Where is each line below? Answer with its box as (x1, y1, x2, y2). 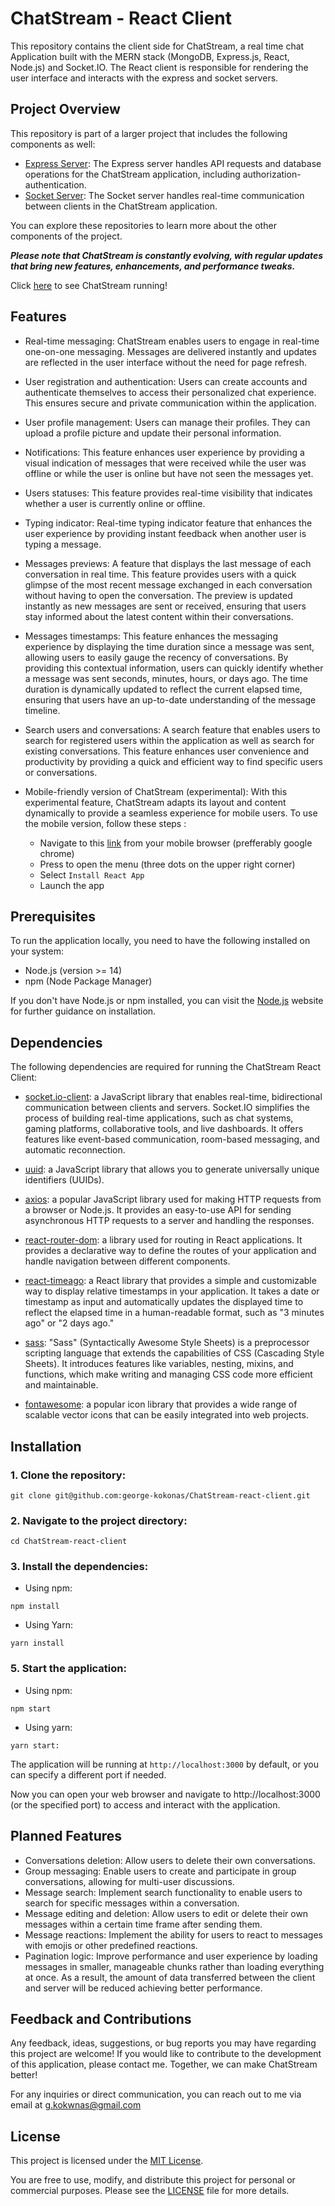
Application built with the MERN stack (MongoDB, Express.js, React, (10, 50, 290, 62)
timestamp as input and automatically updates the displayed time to (24, 1296, 304, 1308)
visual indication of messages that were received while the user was (24, 457, 307, 469)
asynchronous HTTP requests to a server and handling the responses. (24, 1215, 315, 1227)
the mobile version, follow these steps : (24, 817, 187, 829)
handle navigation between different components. (24, 1255, 231, 1267)
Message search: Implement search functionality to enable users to (24, 1886, 303, 1898)
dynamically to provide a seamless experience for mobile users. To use (24, 807, 318, 819)
